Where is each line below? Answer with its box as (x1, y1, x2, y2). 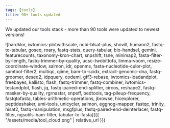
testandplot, (5, 84, 31, 90)
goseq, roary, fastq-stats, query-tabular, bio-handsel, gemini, (28, 47, 157, 53)
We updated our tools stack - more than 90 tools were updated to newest (5, 26, 160, 32)
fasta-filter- (138, 52, 163, 58)
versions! (5, 31, 25, 38)
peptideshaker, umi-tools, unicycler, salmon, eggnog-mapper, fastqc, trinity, (5, 101, 165, 107)
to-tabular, (5, 47, 28, 53)
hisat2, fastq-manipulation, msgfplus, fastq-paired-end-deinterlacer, (5, 106, 150, 112)
